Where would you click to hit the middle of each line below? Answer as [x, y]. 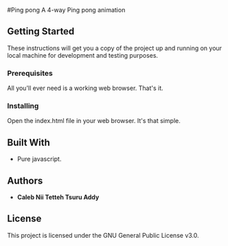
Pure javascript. [39, 159]
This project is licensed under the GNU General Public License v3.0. [103, 235]
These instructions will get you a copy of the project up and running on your [114, 48]
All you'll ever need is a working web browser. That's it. [85, 88]
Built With [28, 143]
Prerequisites [30, 73]
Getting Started [41, 31]
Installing [23, 106]
